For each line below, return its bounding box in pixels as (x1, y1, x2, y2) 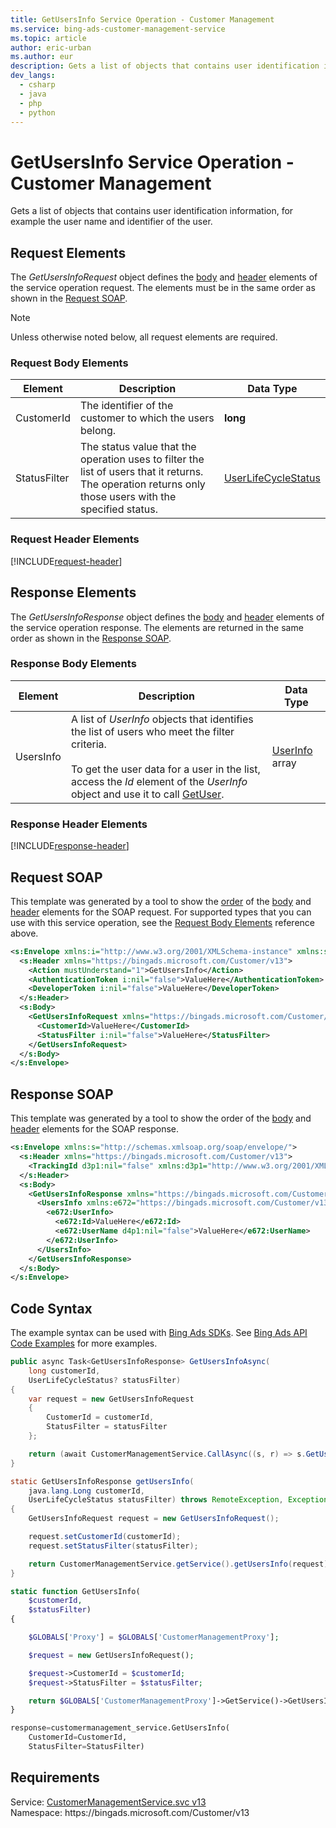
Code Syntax (10, 1300, 93, 1317)
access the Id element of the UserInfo (70, 774, 248, 788)
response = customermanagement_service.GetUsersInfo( (10, 1723, 230, 1733)
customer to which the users (79, 411, 215, 425)
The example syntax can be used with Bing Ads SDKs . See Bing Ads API (10, 1327, 308, 1339)
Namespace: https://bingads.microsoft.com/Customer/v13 (10, 1806, 250, 1818)
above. (10, 927, 39, 939)
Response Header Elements (10, 817, 148, 831)
